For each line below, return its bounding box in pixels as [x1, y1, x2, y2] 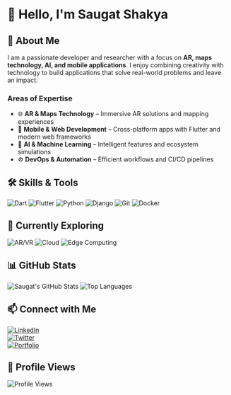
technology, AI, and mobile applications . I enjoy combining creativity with [7, 61, 224, 69]
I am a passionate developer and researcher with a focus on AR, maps [7, 53, 212, 62]
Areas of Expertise [7, 93, 73, 103]
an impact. [7, 76, 38, 84]
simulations [17, 148, 52, 156]
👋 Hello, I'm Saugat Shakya [7, 6, 168, 23]
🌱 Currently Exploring [7, 219, 105, 231]
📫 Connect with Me [7, 304, 97, 316]
